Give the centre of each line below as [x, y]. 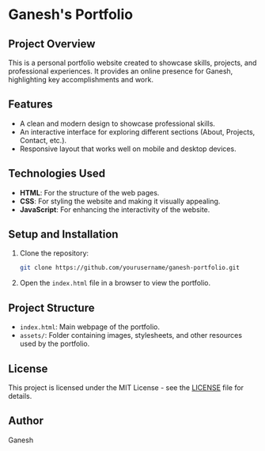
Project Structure [51, 307]
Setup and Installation [63, 235]
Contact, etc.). [43, 140]
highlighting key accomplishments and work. [81, 80]
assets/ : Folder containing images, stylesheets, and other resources [131, 335]
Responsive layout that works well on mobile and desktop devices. [128, 149]
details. [20, 396]
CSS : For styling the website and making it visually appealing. [120, 201]
